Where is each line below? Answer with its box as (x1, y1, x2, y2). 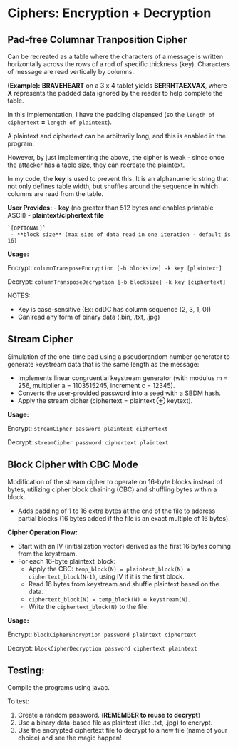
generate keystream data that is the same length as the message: (7, 360, 200, 368)
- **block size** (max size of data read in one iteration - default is (10, 231, 232, 238)
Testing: (7, 665, 45, 677)
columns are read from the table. (7, 190, 104, 198)
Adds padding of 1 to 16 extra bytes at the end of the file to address (17, 506, 216, 515)
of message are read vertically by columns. (7, 68, 134, 76)
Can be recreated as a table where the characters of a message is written (7, 52, 223, 61)
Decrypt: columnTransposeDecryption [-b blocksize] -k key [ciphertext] (7, 277, 227, 286)
